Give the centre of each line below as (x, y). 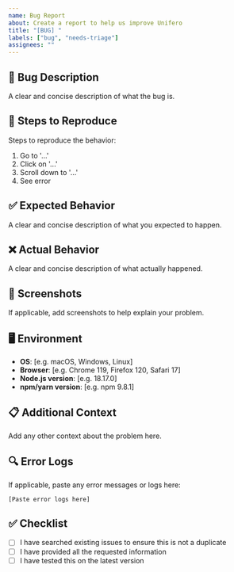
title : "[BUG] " (35, 30)
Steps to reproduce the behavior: (62, 140)
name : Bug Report (37, 15)
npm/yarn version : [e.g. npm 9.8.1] (77, 387)
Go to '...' (34, 155)
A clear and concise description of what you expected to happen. (115, 225)
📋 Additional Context (62, 413)
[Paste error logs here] (49, 499)
